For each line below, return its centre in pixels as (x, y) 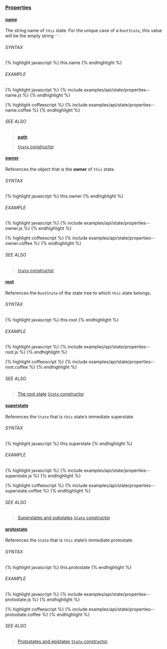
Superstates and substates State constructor (64, 518)
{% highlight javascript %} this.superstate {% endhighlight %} (69, 443)
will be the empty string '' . (33, 36)
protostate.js (18, 599)
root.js (12, 352)
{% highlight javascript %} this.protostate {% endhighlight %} (68, 567)
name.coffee (18, 110)
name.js (13, 95)
